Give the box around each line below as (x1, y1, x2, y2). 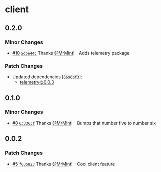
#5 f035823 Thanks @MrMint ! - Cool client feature (12, 161, 115, 167)
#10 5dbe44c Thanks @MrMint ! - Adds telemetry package (12, 50, 130, 56)
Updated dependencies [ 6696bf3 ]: (12, 74, 82, 80)
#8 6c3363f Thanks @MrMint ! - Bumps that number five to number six (12, 120, 156, 126)
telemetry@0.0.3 (19, 79, 54, 85)
